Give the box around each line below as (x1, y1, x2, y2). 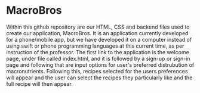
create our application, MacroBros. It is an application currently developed (6, 29, 189, 36)
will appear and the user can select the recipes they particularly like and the (6, 74, 193, 81)
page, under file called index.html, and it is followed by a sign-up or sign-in (6, 55, 190, 62)
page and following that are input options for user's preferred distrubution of (6, 61, 195, 69)
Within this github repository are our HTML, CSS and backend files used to (6, 23, 190, 30)
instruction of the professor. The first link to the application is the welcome (6, 48, 189, 55)
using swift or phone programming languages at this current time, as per (6, 42, 184, 49)
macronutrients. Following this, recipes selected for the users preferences (6, 67, 188, 75)
